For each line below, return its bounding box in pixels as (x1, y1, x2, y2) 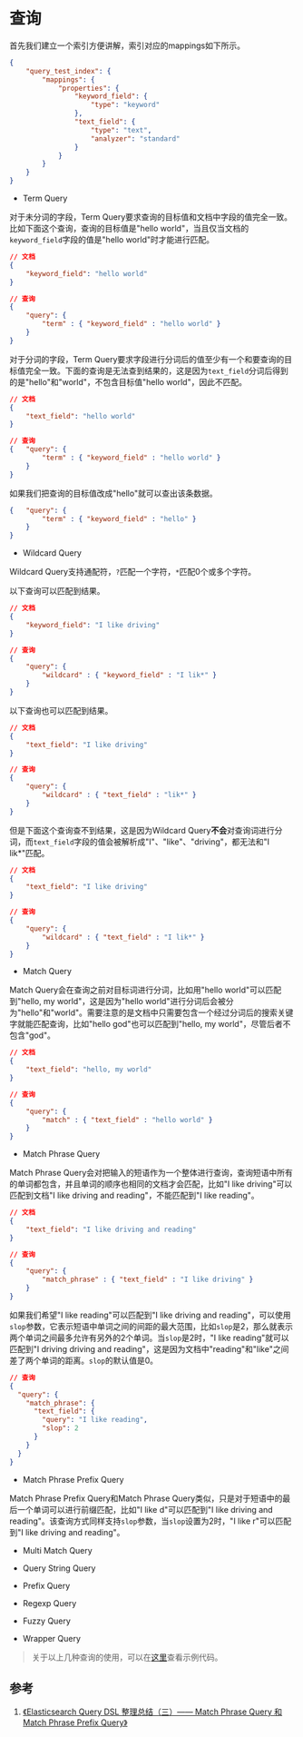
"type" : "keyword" (90, 101, 161, 110)
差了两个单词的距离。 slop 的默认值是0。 (9, 1355, 159, 1366)
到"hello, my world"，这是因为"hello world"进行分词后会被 (9, 996, 227, 1007)
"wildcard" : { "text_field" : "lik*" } (42, 791, 197, 800)
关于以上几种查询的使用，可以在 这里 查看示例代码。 (31, 1652, 223, 1663)
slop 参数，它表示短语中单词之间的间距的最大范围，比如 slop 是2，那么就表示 (9, 1320, 293, 1331)
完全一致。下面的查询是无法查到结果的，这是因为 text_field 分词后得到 (24, 365, 288, 376)
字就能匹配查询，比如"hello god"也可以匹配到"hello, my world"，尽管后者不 (9, 1019, 291, 1030)
